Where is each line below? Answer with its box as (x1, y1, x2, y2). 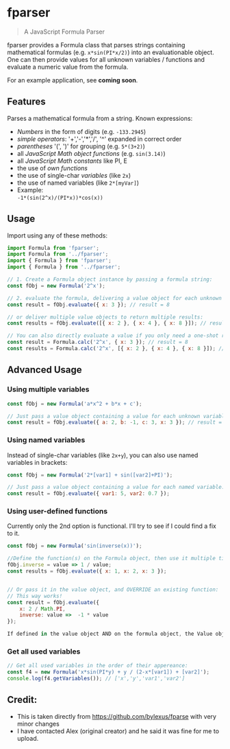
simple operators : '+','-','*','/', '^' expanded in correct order (16, 135, 182, 143)
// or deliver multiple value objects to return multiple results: (7, 314, 204, 321)
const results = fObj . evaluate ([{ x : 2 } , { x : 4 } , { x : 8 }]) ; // (7, 320, 207, 327)
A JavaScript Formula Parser (23, 27, 105, 36)
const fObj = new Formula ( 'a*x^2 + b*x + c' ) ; (7, 400, 142, 407)
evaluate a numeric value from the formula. (7, 62, 129, 71)
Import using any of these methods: (7, 231, 108, 240)
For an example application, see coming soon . (7, 76, 138, 84)
